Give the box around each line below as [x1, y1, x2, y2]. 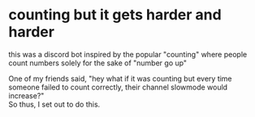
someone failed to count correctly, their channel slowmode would [8, 82, 228, 92]
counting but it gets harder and [8, 6, 222, 24]
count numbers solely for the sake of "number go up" [8, 58, 188, 68]
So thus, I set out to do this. [8, 99, 101, 109]
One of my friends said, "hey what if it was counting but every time [8, 73, 233, 83]
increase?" [8, 90, 45, 100]
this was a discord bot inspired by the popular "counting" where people [8, 49, 248, 59]
